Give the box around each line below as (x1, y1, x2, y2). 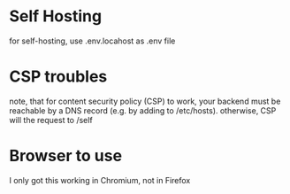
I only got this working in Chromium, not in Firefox (9, 175, 191, 185)
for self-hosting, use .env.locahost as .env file (9, 35, 176, 46)
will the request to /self (9, 114, 93, 125)
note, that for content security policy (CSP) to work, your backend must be (9, 96, 281, 106)
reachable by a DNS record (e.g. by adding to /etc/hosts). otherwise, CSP (9, 105, 277, 116)
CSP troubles (9, 66, 108, 87)
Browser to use (9, 146, 122, 166)
